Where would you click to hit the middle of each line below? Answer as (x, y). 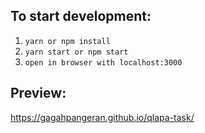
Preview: (38, 93)
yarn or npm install (67, 41)
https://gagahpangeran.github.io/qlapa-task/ (102, 117)
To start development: (81, 16)
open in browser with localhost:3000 (103, 62)
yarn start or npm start (76, 52)
